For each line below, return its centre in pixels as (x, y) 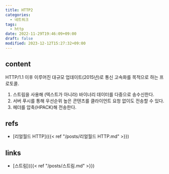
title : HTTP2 (19, 10)
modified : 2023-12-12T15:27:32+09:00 (46, 43)
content (18, 64)
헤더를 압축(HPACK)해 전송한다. (45, 107)
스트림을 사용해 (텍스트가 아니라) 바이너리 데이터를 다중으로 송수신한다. (83, 94)
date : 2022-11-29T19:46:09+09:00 (41, 34)
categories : (18, 15)
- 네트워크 (19, 19)
